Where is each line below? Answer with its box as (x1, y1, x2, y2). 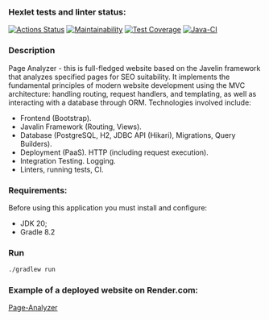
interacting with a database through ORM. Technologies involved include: (8, 98, 251, 107)
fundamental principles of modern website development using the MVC (8, 80, 246, 90)
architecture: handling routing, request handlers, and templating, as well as (8, 89, 257, 98)
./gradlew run (8, 265, 56, 274)
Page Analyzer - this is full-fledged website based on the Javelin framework (8, 63, 261, 73)
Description (8, 45, 56, 56)
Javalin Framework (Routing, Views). (19, 122, 143, 131)
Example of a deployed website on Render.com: (8, 285, 199, 296)
